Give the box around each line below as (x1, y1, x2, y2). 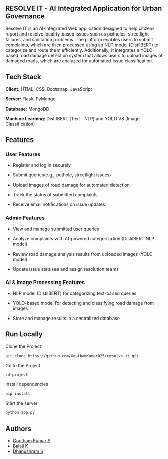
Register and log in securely (12, 162, 71, 168)
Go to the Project (5, 362, 41, 368)
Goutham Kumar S (12, 438, 51, 444)
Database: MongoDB (5, 105, 49, 112)
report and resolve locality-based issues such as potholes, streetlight (5, 30, 149, 37)
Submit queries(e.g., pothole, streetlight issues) (12, 172, 111, 178)
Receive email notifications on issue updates (12, 201, 105, 207)
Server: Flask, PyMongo (5, 96, 56, 102)
